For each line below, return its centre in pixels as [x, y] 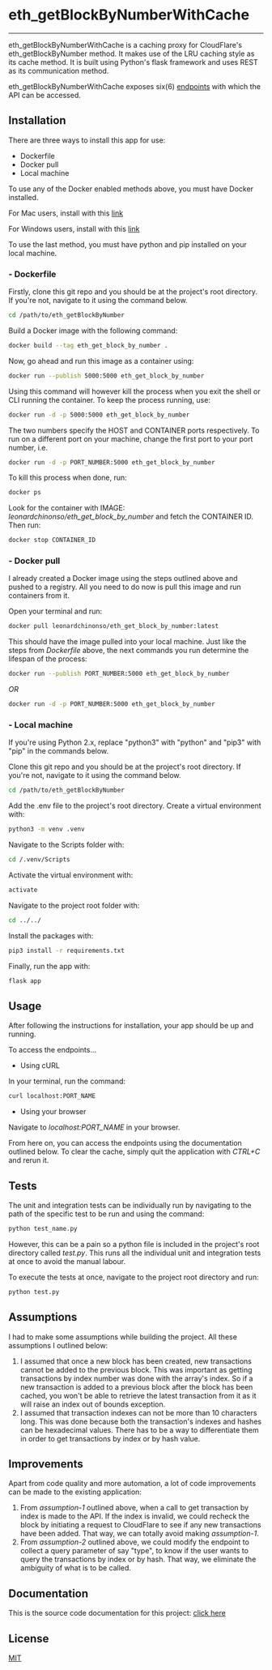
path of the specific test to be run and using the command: [106, 1214]
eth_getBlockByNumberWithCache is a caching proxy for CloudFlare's [125, 45]
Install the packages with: [51, 935]
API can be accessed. [45, 95]
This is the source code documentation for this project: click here [117, 1613]
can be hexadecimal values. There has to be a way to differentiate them [139, 1430]
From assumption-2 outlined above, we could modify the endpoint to [134, 1542]
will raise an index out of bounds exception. [93, 1404]
